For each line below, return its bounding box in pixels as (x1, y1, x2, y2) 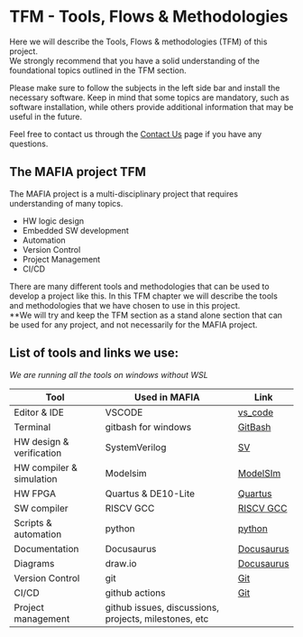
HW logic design (22, 215, 85, 226)
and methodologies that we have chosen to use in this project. (9, 300, 241, 310)
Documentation (14, 542, 79, 555)
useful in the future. (9, 111, 83, 122)
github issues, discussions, (105, 601, 219, 614)
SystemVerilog (105, 440, 167, 453)
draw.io (105, 557, 137, 569)
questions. (9, 138, 49, 149)
